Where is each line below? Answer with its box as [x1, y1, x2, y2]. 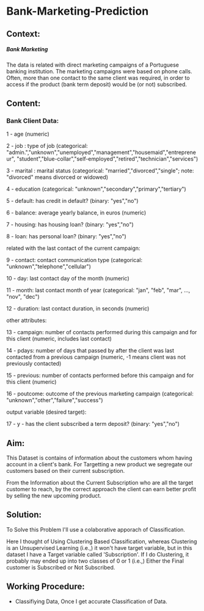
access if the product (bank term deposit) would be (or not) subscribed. [6, 81, 188, 88]
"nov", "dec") [6, 293, 40, 301]
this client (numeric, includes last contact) [6, 335, 112, 343]
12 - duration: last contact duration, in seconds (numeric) [6, 305, 150, 312]
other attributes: [6, 316, 47, 324]
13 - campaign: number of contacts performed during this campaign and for [6, 329, 197, 336]
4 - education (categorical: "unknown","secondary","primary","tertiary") [6, 185, 186, 193]
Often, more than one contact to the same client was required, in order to [6, 74, 191, 81]
